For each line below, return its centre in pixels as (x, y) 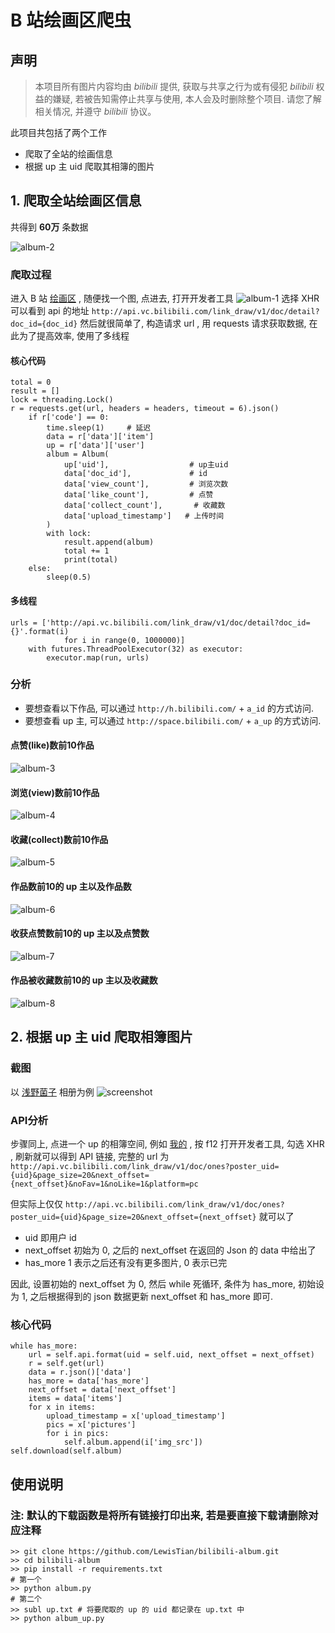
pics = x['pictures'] (91, 1425)
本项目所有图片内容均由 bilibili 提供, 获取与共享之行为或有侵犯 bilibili (174, 86)
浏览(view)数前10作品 (55, 792)
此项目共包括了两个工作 (58, 132)
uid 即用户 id (50, 1238)
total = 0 (31, 382)
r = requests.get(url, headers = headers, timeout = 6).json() (145, 409)
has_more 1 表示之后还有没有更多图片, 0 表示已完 (126, 1263)
